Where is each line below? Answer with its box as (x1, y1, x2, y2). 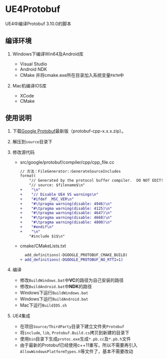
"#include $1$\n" (29, 234, 65, 239)
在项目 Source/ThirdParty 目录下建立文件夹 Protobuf (19, 324, 124, 330)
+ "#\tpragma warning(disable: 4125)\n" (19, 206, 112, 211)
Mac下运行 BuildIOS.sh (19, 302, 67, 308)
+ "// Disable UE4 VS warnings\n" (19, 192, 99, 197)
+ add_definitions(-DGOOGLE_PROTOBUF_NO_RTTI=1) (19, 257, 123, 262)
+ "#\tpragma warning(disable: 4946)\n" (19, 201, 112, 206)
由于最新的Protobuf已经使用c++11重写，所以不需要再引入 (19, 342, 137, 348)
